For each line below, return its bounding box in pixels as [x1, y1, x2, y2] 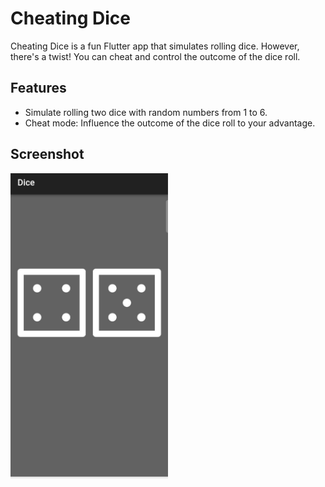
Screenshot [10, 146, 85, 163]
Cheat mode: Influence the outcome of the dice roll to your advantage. [24, 117, 316, 129]
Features [10, 80, 67, 97]
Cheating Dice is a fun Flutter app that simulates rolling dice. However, [10, 40, 300, 52]
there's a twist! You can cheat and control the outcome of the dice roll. [10, 50, 301, 62]
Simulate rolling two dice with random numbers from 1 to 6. [24, 106, 268, 118]
